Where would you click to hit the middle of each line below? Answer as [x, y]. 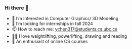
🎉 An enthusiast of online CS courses [50, 42]
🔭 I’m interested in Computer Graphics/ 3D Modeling [65, 19]
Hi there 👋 [17, 8]
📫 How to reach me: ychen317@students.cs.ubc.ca [65, 29]
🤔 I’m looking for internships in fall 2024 [52, 24]
